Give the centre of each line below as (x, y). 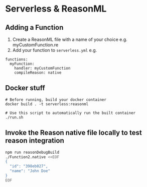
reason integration (35, 141)
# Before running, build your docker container (56, 100)
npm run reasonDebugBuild (32, 152)
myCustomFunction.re (35, 45)
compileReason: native (38, 73)
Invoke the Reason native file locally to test (73, 133)
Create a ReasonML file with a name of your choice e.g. (70, 39)
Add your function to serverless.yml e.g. (55, 50)
